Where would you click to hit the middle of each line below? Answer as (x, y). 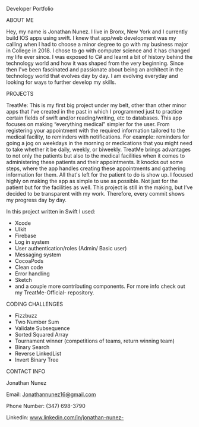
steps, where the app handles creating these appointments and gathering (96, 168)
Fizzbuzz (26, 315)
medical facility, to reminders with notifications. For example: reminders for (98, 137)
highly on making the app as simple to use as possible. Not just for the (92, 181)
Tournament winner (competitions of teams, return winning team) (95, 341)
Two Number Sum (37, 322)
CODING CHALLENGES (35, 304)
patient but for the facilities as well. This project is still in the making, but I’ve (99, 187)
